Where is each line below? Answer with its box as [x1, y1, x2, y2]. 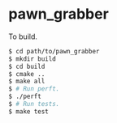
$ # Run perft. [8, 85, 60, 93]
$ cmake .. [8, 70, 45, 78]
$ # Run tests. [8, 100, 60, 108]
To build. [8, 32, 38, 41]
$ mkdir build [8, 54, 57, 63]
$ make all [8, 78, 45, 86]
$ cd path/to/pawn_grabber [8, 47, 100, 55]
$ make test [8, 107, 49, 116]
